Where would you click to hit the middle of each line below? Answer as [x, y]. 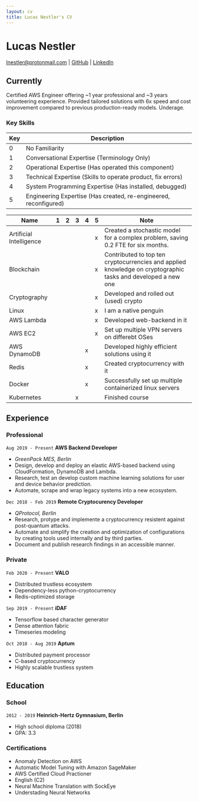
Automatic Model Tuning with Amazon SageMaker [75, 767]
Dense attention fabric [42, 625]
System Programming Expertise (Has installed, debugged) [106, 186]
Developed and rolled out [139, 293]
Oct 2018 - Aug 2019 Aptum [40, 643]
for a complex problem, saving [146, 237]
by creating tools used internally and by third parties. [79, 538]
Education [25, 686]
